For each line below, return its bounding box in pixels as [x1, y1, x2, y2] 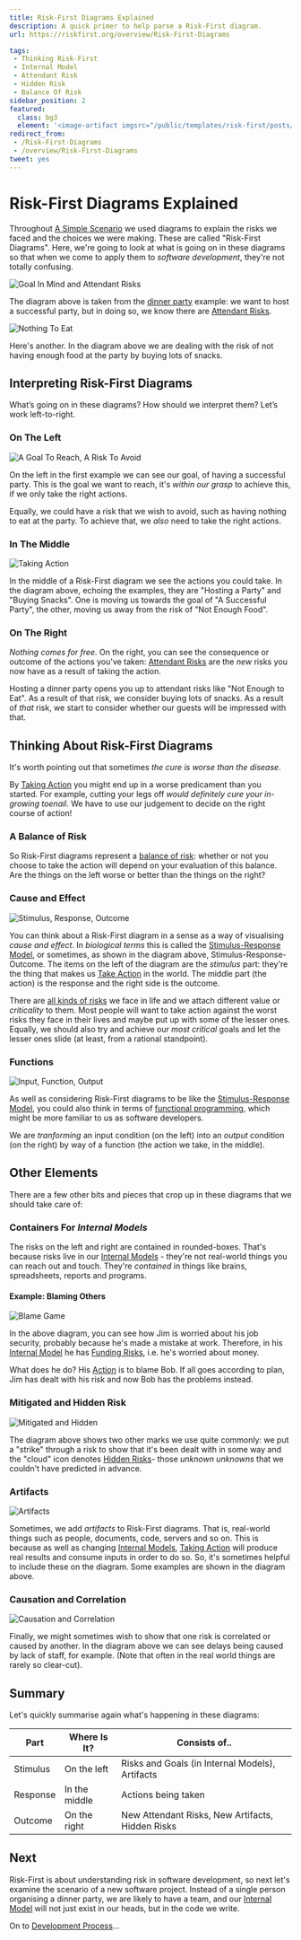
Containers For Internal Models [9, 1221, 148, 1233]
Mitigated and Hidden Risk [9, 1397, 127, 1409]
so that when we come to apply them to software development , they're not [9, 251, 285, 262]
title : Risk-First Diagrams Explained [9, 13, 154, 22]
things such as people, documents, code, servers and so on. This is [9, 1532, 259, 1543]
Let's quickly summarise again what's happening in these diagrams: [9, 1709, 260, 1720]
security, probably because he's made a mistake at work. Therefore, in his [9, 1338, 283, 1348]
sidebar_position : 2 [9, 96, 87, 105]
